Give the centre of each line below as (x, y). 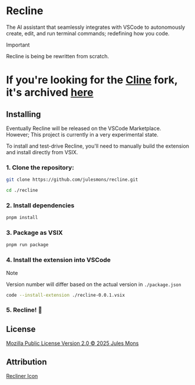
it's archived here (50, 93)
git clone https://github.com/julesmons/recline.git (72, 180)
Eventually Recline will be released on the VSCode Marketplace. (84, 128)
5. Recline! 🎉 (24, 310)
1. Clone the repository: (40, 167)
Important (18, 45)
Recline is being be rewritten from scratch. (58, 56)
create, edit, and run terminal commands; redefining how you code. (88, 33)
